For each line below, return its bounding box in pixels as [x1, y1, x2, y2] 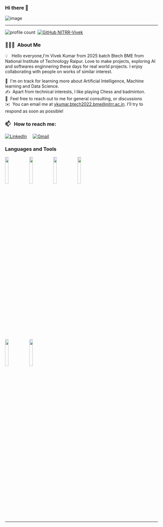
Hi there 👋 [5, 4, 29, 11]
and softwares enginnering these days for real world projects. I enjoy [5, 63, 143, 69]
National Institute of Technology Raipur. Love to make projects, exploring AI [5, 58, 156, 64]
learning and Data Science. [5, 83, 59, 89]
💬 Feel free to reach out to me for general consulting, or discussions [5, 95, 142, 101]
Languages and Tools [5, 146, 57, 152]
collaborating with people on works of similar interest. [5, 68, 113, 75]
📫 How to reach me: [5, 120, 57, 127]
